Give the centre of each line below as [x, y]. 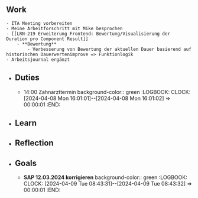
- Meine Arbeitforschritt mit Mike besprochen [64, 28]
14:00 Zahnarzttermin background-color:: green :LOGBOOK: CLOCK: [107, 92]
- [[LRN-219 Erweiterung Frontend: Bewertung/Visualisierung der [88, 34]
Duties [27, 78]
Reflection [34, 143]
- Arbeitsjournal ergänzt [38, 59]
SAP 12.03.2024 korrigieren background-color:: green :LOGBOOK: [105, 177]
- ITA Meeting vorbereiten [39, 23]
